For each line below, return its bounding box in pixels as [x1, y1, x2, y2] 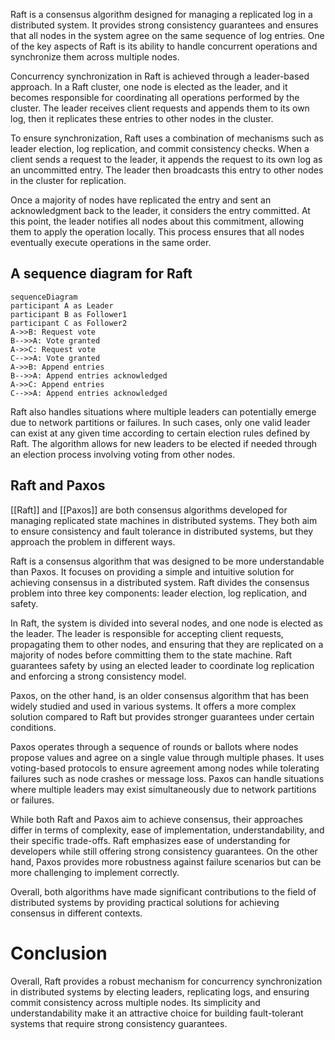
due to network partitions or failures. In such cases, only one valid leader [10, 416, 311, 428]
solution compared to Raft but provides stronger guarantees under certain [10, 710, 315, 723]
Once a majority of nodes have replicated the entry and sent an [10, 194, 272, 206]
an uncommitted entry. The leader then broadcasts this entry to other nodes [10, 164, 324, 176]
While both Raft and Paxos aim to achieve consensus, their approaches [10, 813, 303, 825]
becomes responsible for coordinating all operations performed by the [10, 92, 300, 103]
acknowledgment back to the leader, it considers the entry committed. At [10, 205, 311, 216]
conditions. [10, 721, 57, 733]
